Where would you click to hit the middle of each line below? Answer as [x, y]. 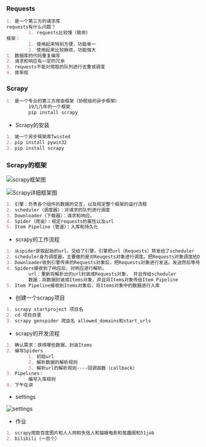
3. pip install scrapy [35, 148]
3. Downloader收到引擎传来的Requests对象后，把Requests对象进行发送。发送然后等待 [103, 263]
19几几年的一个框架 [49, 107]
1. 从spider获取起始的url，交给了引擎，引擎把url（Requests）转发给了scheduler [101, 251]
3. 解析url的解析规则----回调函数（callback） [83, 368]
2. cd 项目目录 [24, 315]
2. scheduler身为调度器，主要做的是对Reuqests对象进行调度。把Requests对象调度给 [102, 257]
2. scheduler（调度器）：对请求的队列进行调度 [58, 210]
